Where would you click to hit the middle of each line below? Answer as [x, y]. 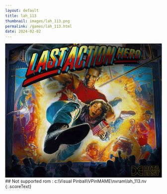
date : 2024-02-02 [23, 32]
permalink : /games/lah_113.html [39, 26]
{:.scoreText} [18, 187]
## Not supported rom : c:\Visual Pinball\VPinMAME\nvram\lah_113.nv [76, 181]
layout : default [22, 10]
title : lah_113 [21, 16]
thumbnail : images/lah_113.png [38, 21]
